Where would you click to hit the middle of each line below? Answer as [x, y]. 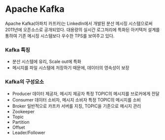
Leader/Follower [29, 133]
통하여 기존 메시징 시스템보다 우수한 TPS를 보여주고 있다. [60, 36]
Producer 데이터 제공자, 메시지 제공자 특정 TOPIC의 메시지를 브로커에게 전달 [86, 93]
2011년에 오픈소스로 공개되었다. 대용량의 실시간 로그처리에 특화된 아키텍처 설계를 [82, 29]
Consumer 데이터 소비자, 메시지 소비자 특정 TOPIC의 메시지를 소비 [77, 99]
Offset [19, 127]
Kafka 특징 [18, 49]
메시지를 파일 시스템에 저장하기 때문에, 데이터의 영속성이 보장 [71, 68]
